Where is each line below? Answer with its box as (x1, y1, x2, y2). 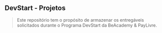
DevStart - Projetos (4, 4, 66, 12)
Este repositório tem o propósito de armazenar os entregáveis (16, 17, 144, 23)
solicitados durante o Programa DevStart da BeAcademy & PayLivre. (16, 22, 158, 28)
